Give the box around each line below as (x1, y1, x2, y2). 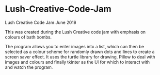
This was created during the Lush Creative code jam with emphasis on (5, 29, 146, 35)
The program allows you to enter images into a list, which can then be (5, 43, 144, 49)
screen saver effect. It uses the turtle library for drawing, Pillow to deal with (5, 54, 155, 59)
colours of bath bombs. (5, 34, 52, 40)
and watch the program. (5, 64, 53, 70)
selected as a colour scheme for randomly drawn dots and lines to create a (5, 49, 155, 55)
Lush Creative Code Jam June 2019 (5, 19, 77, 25)
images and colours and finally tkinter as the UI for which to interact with (5, 59, 150, 65)
